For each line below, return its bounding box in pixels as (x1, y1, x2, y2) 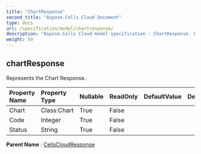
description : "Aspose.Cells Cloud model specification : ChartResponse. (6, 31, 191, 37)
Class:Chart (41, 106, 74, 114)
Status (9, 125, 28, 134)
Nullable (79, 92, 104, 100)
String (41, 125, 58, 134)
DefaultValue (143, 92, 182, 100)
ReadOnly (109, 92, 138, 100)
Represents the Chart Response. (6, 74, 86, 81)
